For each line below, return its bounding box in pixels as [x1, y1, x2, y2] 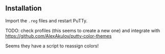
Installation [5, 4, 42, 13]
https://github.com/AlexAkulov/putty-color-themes [5, 33, 112, 39]
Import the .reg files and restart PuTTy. [5, 17, 88, 23]
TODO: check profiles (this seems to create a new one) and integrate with [5, 28, 160, 34]
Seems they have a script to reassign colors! [5, 43, 99, 49]
